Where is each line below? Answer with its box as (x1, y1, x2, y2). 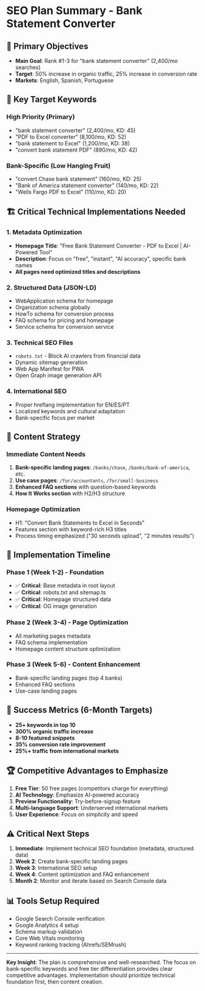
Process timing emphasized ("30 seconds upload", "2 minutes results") (15, 532, 195, 539)
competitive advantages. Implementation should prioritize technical (6, 971, 176, 979)
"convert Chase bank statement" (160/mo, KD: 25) (15, 175, 142, 182)
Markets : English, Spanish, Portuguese (15, 77, 114, 84)
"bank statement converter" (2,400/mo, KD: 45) (15, 127, 136, 134)
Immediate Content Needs (6, 450, 86, 459)
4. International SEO (6, 387, 67, 396)
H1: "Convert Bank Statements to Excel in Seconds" (15, 519, 145, 526)
